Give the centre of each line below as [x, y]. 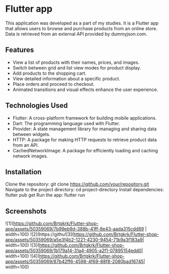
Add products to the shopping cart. [49, 73]
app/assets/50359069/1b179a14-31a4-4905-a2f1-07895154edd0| [74, 250]
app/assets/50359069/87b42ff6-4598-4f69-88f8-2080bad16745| [75, 262]
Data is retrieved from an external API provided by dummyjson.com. [76, 34]
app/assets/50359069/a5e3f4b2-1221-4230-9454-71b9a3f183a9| [75, 240]
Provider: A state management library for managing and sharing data [84, 129]
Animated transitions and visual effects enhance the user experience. [85, 89]
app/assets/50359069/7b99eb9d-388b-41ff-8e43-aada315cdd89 [75, 229]
